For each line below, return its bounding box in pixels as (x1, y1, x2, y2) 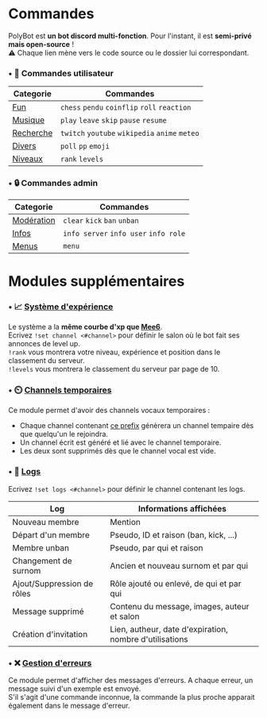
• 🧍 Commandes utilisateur (8, 68, 114, 79)
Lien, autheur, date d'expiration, (110, 623, 229, 635)
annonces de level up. (8, 339, 81, 349)
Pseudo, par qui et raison (110, 542, 203, 553)
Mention (110, 516, 141, 527)
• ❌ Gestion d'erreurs (8, 657, 92, 668)
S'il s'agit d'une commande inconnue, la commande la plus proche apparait (8, 692, 256, 701)
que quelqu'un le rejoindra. (19, 430, 109, 439)
